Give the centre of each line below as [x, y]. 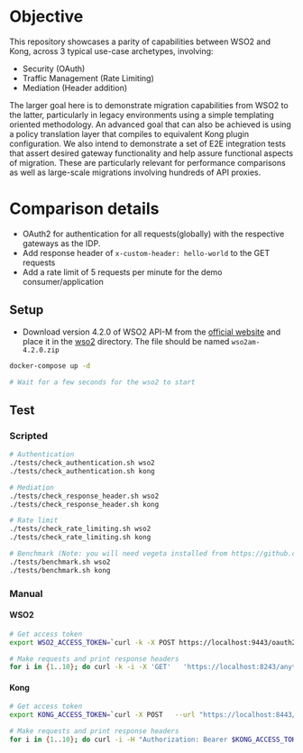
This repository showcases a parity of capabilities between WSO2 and [140, 41]
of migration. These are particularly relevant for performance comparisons [147, 162]
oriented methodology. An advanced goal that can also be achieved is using [150, 124]
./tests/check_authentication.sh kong [82, 471]
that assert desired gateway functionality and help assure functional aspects [151, 153]
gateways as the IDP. [61, 243]
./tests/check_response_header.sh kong [84, 504]
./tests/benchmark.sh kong [60, 570]
